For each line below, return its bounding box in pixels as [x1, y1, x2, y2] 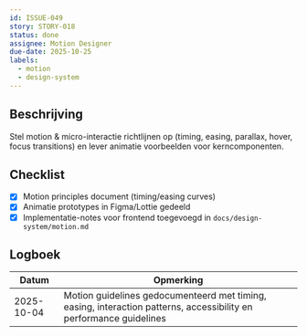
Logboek [9, 247, 61, 262]
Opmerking [153, 274, 204, 287]
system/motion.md [22, 222, 90, 231]
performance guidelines [63, 312, 167, 325]
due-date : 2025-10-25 [9, 47, 92, 57]
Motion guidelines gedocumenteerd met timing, [63, 289, 267, 302]
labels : [9, 56, 39, 65]
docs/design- [213, 214, 263, 223]
